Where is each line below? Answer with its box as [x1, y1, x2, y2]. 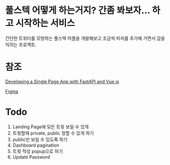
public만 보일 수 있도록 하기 [12, 136, 67, 143]
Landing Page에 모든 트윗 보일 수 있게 [12, 123, 89, 130]
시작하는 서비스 [15, 17, 75, 29]
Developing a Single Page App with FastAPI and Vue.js [5, 78, 119, 85]
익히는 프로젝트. [5, 41, 37, 47]
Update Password [12, 154, 50, 160]
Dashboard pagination [12, 142, 59, 148]
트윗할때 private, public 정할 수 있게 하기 [12, 130, 94, 136]
